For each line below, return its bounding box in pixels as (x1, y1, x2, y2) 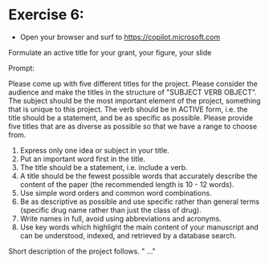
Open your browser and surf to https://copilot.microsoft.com (19, 32, 221, 42)
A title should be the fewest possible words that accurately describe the (19, 171, 258, 181)
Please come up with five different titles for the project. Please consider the (8, 79, 259, 88)
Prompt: (8, 63, 35, 73)
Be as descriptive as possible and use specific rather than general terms (19, 197, 259, 206)
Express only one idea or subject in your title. (19, 145, 170, 155)
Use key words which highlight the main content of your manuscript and (19, 222, 259, 232)
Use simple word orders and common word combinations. (19, 188, 212, 197)
